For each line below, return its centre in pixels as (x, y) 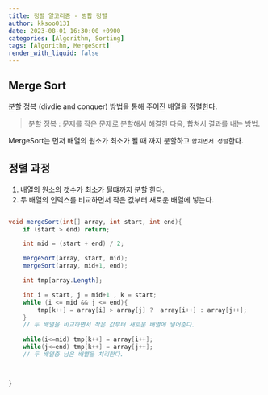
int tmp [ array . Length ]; (63, 281)
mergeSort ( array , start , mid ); (75, 259)
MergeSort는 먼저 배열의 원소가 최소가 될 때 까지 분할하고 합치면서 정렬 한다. (126, 140)
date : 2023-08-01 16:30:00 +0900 (65, 31)
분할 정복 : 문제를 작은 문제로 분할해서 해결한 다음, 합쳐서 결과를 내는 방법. (144, 123)
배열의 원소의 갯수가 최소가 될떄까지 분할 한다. (92, 189)
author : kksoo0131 (39, 23)
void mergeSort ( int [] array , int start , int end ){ (95, 222)
